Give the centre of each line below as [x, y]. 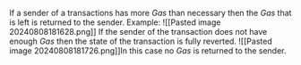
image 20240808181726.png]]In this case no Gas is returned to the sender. [148, 51]
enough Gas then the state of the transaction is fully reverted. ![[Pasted [141, 41]
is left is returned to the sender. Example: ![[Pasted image [115, 22]
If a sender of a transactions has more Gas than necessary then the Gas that [150, 13]
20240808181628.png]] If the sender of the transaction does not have [138, 32]
